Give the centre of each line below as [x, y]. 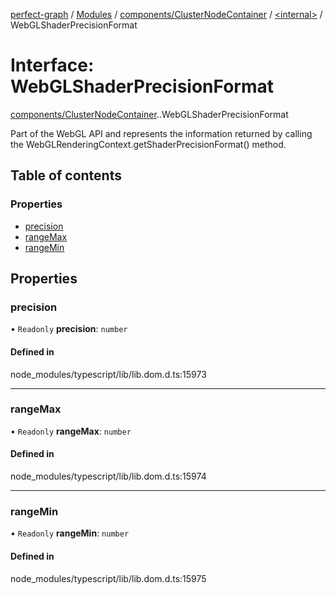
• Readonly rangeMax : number [71, 431]
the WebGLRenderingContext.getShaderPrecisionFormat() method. [148, 144]
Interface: [52, 65]
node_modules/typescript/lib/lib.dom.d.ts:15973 [108, 374]
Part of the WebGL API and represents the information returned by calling [161, 133]
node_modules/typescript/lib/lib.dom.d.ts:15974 [108, 476]
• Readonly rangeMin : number [70, 533]
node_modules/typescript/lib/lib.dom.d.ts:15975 [108, 578]
